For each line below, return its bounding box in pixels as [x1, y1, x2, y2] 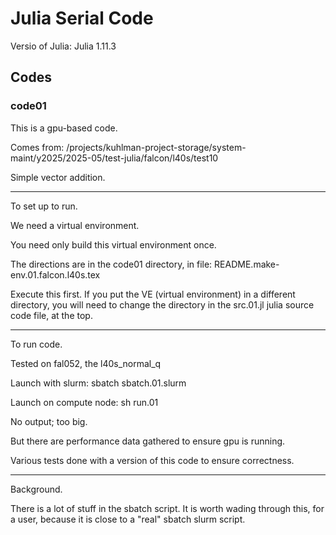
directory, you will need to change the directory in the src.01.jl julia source [10, 298, 315, 311]
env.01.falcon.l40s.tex [10, 268, 101, 281]
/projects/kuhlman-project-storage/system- [66, 141, 247, 153]
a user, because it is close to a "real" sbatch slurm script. [10, 513, 246, 525]
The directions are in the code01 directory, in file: [10, 258, 213, 270]
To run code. [10, 338, 63, 350]
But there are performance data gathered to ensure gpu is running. [10, 435, 286, 447]
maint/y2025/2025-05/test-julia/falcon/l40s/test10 [10, 152, 219, 164]
